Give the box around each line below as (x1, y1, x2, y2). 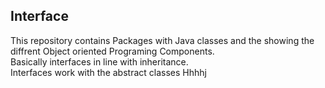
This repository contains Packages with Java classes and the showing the (10, 34, 315, 46)
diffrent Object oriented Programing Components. (10, 45, 215, 57)
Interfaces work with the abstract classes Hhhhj (10, 66, 207, 78)
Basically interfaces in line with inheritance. (10, 55, 189, 68)
